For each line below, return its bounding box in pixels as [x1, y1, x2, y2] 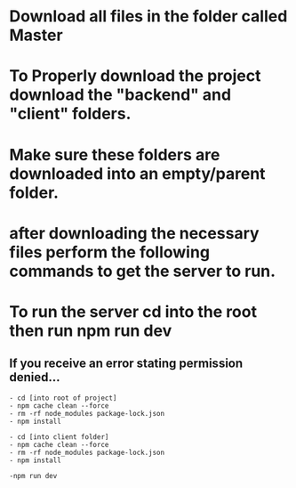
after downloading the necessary [9, 223, 260, 243]
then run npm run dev [9, 321, 172, 340]
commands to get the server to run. [9, 261, 276, 281]
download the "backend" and [9, 85, 232, 105]
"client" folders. [9, 104, 132, 124]
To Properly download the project [9, 66, 261, 86]
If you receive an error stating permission [9, 356, 244, 371]
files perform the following [9, 242, 211, 262]
